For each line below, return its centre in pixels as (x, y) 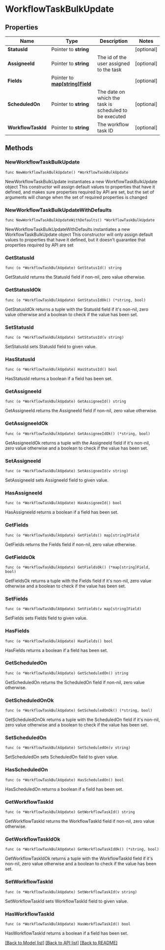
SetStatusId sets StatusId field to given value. (51, 346)
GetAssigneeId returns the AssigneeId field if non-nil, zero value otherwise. (81, 411)
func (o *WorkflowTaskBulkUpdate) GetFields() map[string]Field (72, 535)
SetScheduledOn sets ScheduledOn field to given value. (62, 757)
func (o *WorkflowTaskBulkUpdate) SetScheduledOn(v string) (68, 748)
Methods (19, 148)
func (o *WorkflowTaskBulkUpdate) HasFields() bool (59, 641)
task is (105, 104)
